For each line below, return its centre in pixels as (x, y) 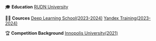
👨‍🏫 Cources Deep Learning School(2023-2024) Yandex (62, 18)
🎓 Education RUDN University (37, 7)
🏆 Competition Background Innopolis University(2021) (62, 33)
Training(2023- (136, 18)
